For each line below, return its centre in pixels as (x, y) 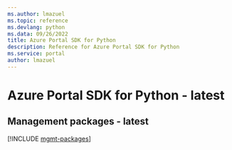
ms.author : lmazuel (36, 14)
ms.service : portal (36, 54)
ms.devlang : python (36, 27)
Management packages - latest (78, 122)
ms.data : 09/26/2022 (38, 34)
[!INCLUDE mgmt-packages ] (49, 139)
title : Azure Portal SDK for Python (62, 41)
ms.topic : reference (38, 21)
